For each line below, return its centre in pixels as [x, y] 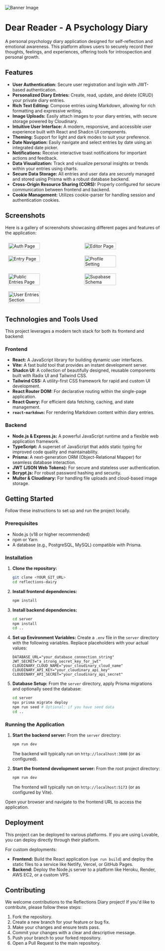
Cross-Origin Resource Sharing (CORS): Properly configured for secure [86, 184]
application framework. [36, 441]
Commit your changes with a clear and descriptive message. [74, 933]
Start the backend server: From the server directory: [66, 735]
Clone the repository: [35, 568]
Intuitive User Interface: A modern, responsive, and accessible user [82, 127]
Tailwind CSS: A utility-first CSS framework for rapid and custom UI [81, 381]
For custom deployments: [31, 849]
